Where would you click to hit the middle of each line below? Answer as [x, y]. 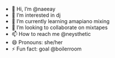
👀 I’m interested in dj [36, 15]
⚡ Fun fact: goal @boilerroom [46, 49]
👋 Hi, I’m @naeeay [33, 9]
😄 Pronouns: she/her [37, 42]
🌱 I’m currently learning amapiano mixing [60, 21]
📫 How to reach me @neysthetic [51, 34]
